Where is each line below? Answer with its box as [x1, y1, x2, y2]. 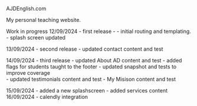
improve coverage [6, 69, 50, 76]
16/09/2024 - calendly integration [6, 94, 88, 100]
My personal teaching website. [6, 16, 81, 23]
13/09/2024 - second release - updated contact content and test [6, 45, 163, 52]
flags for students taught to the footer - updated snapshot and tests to [6, 63, 177, 70]
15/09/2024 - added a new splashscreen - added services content [6, 87, 168, 94]
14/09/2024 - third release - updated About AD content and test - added [6, 57, 182, 64]
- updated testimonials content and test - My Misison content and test [6, 76, 176, 82]
